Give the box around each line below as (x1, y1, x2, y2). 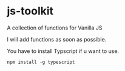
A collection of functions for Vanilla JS (7, 24, 103, 31)
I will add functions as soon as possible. (7, 35, 107, 43)
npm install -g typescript (7, 59, 75, 65)
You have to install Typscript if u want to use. (7, 47, 120, 55)
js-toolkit (7, 4, 54, 18)
